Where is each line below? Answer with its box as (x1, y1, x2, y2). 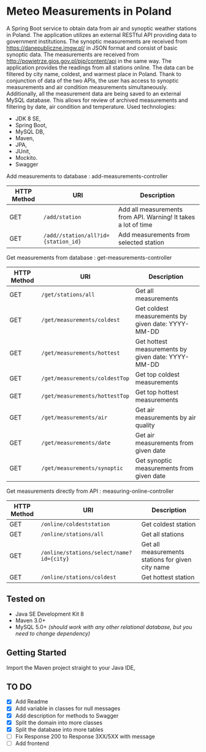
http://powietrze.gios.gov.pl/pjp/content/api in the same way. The (6, 57, 172, 65)
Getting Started (6, 648, 67, 658)
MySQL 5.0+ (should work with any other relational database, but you (15, 623, 193, 630)
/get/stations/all (41, 291, 95, 298)
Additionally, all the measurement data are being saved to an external (6, 90, 181, 97)
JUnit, (15, 147, 31, 155)
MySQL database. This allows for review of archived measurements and (6, 96, 188, 104)
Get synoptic (135, 456, 172, 464)
